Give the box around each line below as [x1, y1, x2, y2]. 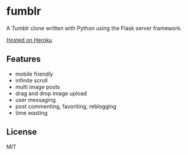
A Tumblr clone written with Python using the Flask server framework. [6, 24, 182, 32]
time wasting [15, 109, 48, 117]
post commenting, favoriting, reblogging [15, 103, 117, 110]
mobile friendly [15, 70, 54, 77]
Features [6, 54, 41, 65]
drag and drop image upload [15, 90, 87, 97]
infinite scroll [15, 76, 48, 84]
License [6, 127, 37, 137]
